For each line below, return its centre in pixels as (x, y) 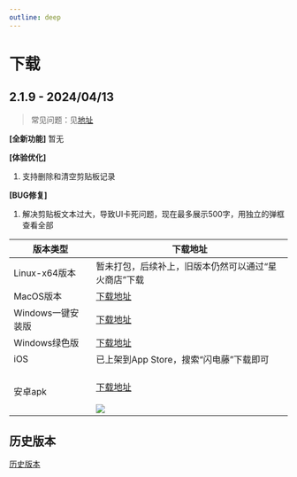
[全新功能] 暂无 (37, 138)
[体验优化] (28, 157)
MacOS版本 (38, 296)
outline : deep (35, 17)
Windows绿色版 (46, 342)
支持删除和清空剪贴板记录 (69, 176)
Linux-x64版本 (45, 273)
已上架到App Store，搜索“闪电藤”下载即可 (183, 359)
